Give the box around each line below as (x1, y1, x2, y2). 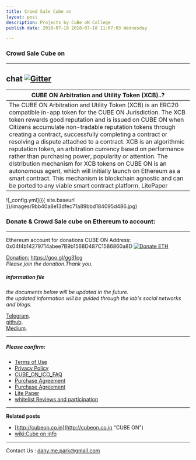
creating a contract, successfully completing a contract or (9, 130, 168, 138)
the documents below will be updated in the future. (6, 288, 129, 295)
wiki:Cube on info (14, 430, 57, 437)
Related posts (6, 413, 40, 420)
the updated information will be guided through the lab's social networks (6, 294, 181, 302)
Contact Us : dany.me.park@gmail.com (6, 447, 100, 454)
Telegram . (6, 312, 30, 319)
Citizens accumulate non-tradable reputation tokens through (9, 123, 176, 131)
